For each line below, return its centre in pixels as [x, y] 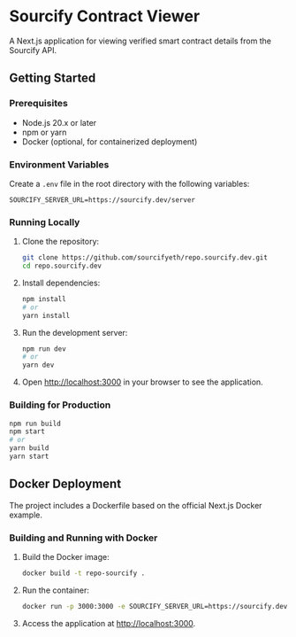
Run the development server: [75, 332]
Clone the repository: [61, 242]
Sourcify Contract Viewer [105, 16]
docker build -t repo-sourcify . [83, 573]
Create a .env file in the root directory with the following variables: [129, 183]
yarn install [46, 315]
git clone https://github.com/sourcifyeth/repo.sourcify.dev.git [144, 258]
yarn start [29, 457]
